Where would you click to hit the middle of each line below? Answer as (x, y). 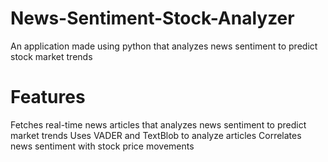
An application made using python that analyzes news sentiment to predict (164, 46)
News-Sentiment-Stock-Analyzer (152, 18)
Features (48, 97)
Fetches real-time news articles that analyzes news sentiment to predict (158, 124)
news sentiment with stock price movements (102, 146)
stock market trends (51, 56)
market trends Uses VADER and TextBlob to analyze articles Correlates (156, 135)
